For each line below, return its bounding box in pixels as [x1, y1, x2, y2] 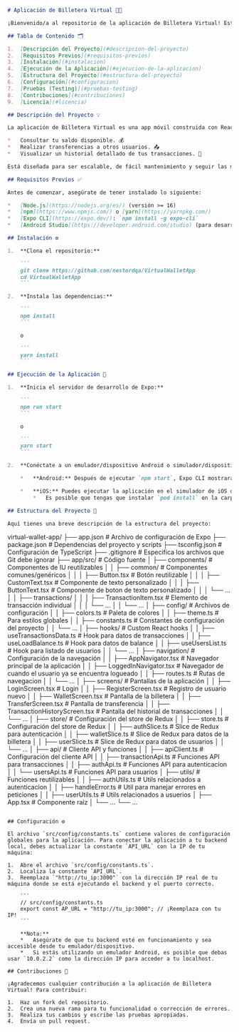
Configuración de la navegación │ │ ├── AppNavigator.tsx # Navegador [7, 654, 219, 663]
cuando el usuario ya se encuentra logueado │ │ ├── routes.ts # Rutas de [7, 669, 225, 678]
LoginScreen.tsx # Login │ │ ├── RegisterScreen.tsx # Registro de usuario [7, 685, 227, 693]
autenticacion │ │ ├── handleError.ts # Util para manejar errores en [7, 783, 206, 792]
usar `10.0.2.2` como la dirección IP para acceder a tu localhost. [7, 956, 215, 963]
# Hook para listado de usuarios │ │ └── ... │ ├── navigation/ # [7, 646, 196, 655]
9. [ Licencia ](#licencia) [7, 98, 87, 106]
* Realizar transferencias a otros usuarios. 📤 [7, 143, 160, 151]
